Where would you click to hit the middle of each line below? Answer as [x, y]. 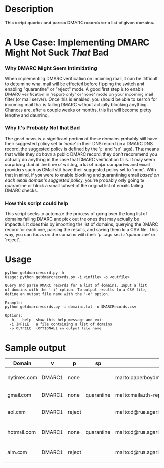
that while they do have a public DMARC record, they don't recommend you [81, 154]
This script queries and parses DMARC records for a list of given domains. [80, 23]
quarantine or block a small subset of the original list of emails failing [74, 185]
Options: [14, 315]
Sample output [35, 348]
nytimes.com [22, 377]
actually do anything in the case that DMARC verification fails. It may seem [80, 159]
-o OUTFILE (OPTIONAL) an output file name [55, 328]
